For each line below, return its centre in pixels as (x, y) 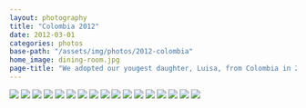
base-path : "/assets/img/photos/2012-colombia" (102, 52)
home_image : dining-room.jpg (65, 60)
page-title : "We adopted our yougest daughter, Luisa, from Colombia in (150, 69)
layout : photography (49, 18)
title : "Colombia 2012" (55, 26)
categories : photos (46, 43)
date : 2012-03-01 (42, 34)
